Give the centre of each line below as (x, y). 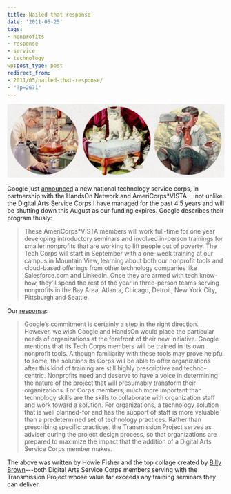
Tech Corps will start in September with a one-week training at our (119, 254)
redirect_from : (29, 73)
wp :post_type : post (35, 66)
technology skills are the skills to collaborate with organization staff (120, 398)
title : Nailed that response (49, 15)
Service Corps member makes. (68, 449)
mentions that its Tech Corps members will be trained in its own (114, 346)
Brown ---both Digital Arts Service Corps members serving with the (102, 470)
